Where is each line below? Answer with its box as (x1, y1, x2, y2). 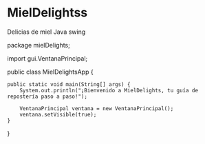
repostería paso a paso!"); (7, 93, 88, 100)
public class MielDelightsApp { (7, 68, 94, 76)
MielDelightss (7, 5, 88, 21)
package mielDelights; (7, 41, 70, 49)
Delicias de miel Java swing (7, 28, 86, 36)
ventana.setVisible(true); (19, 111, 97, 118)
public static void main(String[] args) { (7, 81, 131, 88)
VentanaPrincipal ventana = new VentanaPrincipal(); (19, 105, 174, 112)
